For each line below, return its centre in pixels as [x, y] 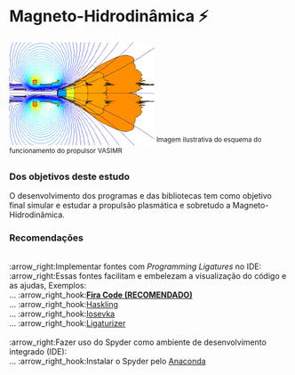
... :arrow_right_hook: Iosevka [62, 314]
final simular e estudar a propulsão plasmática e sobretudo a [120, 205]
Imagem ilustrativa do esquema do [209, 140]
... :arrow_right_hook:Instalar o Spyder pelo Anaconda [108, 362]
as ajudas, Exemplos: [48, 286]
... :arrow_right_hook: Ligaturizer [68, 323]
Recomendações [47, 238]
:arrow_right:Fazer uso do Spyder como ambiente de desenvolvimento [138, 342]
